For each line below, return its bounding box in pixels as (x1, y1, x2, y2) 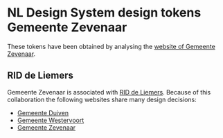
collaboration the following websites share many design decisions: (7, 95, 197, 103)
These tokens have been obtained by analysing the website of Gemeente (7, 42, 216, 50)
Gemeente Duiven (17, 108, 69, 117)
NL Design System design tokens (7, 5, 202, 21)
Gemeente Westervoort (17, 116, 84, 124)
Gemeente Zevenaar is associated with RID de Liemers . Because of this (7, 88, 211, 96)
